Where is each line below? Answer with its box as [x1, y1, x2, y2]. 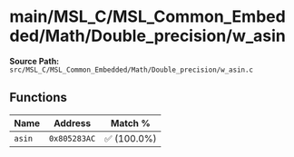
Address [53, 116, 92, 129]
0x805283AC [48, 133, 96, 143]
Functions [9, 90, 68, 105]
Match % [110, 116, 152, 129]
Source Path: [9, 55, 60, 66]
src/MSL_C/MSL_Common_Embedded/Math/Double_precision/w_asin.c [9, 65, 254, 74]
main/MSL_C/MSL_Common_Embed [9, 6, 286, 27]
